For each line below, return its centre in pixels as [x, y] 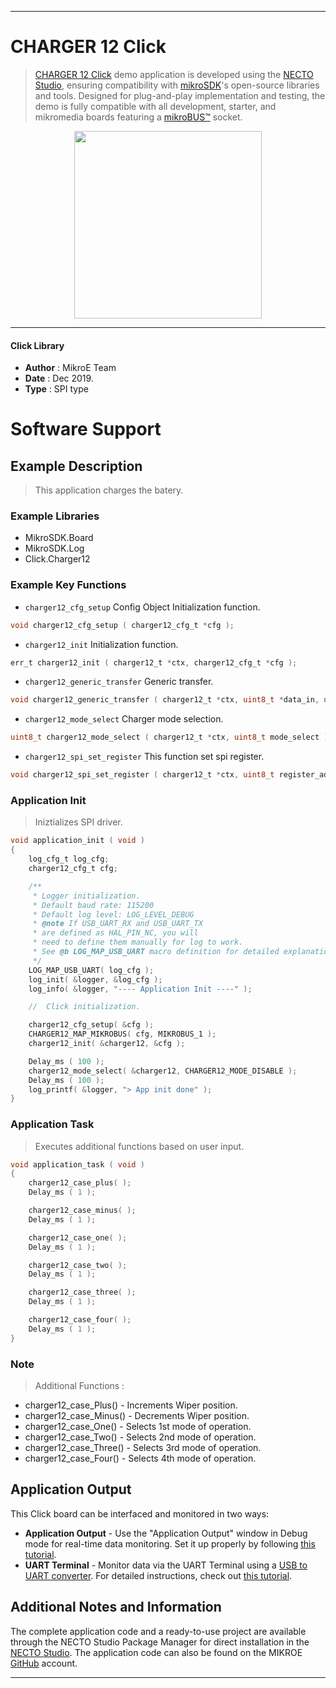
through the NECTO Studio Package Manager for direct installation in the [160, 1642]
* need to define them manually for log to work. [138, 942]
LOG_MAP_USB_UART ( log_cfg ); [91, 970]
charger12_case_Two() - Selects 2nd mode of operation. [140, 1437]
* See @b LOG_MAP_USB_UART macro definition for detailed [156, 952]
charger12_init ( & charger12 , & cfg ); [107, 1044]
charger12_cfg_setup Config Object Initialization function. [142, 607]
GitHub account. [44, 1663]
